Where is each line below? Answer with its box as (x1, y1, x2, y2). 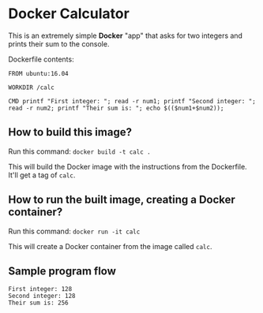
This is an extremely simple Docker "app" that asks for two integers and (8, 31, 243, 40)
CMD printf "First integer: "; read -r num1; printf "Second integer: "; (8, 97, 257, 105)
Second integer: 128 (8, 293, 77, 300)
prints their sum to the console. (8, 39, 110, 48)
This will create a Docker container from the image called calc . (8, 241, 212, 251)
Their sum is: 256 (8, 299, 69, 307)
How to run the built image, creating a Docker (8, 193, 235, 207)
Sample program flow (8, 264, 117, 278)
